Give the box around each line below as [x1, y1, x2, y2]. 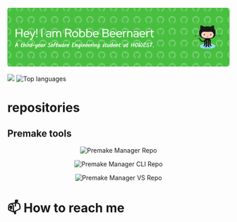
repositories [7, 100, 80, 115]
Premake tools [7, 127, 72, 139]
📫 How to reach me [7, 199, 125, 216]
